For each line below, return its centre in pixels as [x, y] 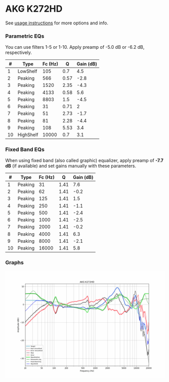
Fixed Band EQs [25, 149]
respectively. [18, 53]
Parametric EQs [25, 36]
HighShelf [28, 135]
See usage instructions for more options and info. [57, 23]
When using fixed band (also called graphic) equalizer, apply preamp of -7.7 [84, 161]
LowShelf [27, 71]
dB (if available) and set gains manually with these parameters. [71, 166]
